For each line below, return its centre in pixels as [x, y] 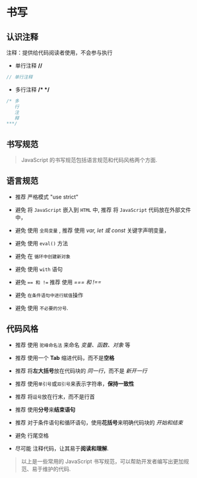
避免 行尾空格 [32, 435]
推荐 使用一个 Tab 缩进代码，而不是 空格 [65, 357]
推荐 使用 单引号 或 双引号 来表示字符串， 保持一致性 [75, 384]
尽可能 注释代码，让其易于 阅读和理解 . [62, 448]
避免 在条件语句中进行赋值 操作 [49, 295]
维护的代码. [56, 469]
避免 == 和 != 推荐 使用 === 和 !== [58, 282]
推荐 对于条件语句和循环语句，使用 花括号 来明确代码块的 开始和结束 [99, 422]
